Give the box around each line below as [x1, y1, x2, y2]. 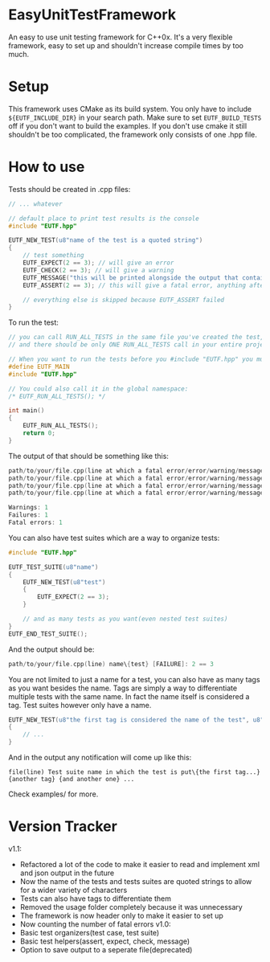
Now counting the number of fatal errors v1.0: [19, 919, 171, 929]
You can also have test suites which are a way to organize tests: [8, 533, 220, 542]
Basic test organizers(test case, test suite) [19, 928, 160, 937]
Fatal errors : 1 [8, 518, 63, 527]
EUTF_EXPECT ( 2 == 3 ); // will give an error [22, 259, 174, 267]
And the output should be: [8, 645, 95, 654]
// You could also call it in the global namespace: [8, 384, 189, 393]
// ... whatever [8, 199, 63, 208]
